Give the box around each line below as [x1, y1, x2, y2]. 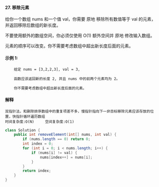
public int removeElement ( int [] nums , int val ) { [14, 132, 117, 137]
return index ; [22, 168, 51, 173]
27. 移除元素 [5, 4, 29, 10]
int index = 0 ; [22, 141, 54, 146]
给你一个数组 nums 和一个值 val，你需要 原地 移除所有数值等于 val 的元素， [5, 16, 156, 22]
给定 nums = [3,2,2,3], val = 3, [14, 67, 80, 72]
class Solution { [5, 128, 40, 132]
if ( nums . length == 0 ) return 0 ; [22, 137, 91, 142]
